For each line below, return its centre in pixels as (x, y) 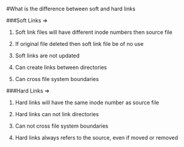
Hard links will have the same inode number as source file (87, 103)
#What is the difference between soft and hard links (71, 9)
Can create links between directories (61, 67)
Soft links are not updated (47, 56)
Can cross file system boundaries (57, 79)
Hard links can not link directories (57, 114)
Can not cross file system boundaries (62, 126)
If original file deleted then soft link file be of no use (79, 44)
